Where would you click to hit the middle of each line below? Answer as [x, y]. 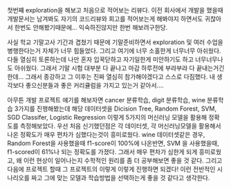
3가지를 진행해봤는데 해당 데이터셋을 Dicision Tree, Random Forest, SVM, [115, 109]
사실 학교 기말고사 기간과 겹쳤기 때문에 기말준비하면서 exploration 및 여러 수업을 [115, 42]
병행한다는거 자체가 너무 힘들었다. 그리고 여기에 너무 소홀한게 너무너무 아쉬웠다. [114, 51]
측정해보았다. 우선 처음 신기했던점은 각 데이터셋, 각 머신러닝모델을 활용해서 [120, 126]
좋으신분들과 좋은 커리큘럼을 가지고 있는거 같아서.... [94, 85]
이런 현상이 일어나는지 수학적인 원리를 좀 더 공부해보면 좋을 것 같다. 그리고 [123, 160]
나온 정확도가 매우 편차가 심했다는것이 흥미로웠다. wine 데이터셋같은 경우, [106, 134]
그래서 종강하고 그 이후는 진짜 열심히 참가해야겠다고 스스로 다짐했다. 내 [120, 77]
